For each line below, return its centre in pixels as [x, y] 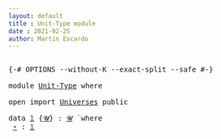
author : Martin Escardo [49, 39]
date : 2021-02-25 [39, 31]
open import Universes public [68, 102]
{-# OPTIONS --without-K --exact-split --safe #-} [111, 69]
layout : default [36, 16]
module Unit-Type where [55, 86]
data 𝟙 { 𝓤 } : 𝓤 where [55, 118]
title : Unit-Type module [52, 24]
